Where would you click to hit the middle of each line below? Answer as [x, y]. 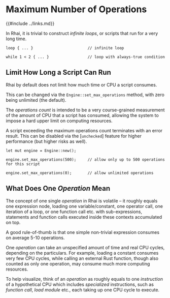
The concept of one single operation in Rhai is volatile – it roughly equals [82, 201]
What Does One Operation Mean [58, 188]
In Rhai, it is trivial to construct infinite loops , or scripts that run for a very [82, 33]
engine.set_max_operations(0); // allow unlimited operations [80, 173]
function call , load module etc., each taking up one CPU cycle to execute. [82, 290]
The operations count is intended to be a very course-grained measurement [85, 110]
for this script [23, 164]
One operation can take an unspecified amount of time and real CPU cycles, [85, 247]
